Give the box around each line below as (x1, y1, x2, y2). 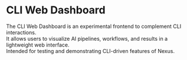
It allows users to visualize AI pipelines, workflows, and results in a (6, 35, 168, 42)
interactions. (6, 29, 37, 36)
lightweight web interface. (6, 41, 70, 48)
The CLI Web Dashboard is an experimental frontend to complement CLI (6, 23, 182, 30)
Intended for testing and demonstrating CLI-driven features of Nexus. (6, 47, 175, 54)
